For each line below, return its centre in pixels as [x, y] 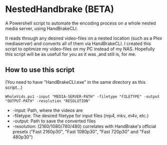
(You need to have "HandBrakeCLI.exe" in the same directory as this [75, 82]
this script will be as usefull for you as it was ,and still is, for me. [71, 54]
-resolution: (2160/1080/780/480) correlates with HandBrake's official [84, 126]
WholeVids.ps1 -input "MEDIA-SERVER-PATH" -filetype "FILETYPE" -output [82, 96]
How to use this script [40, 70]
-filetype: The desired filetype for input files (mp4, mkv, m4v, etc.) [80, 115]
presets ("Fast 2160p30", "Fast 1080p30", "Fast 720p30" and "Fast [81, 131]
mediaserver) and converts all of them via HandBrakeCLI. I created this [78, 43]
